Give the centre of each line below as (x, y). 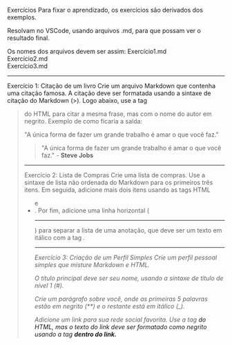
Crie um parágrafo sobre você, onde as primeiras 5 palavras (121, 299)
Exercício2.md (28, 59)
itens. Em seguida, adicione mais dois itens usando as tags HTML (117, 190)
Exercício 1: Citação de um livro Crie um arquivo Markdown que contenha (112, 86)
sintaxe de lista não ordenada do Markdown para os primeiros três (118, 183)
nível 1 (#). (49, 285)
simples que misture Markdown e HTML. (92, 265)
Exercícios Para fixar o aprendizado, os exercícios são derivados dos (105, 10)
